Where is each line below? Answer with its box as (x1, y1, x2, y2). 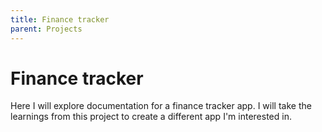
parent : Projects (10, 24, 83, 34)
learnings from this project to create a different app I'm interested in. (10, 111, 292, 123)
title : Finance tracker (10, 14, 110, 25)
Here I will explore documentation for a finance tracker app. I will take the (10, 100, 312, 112)
